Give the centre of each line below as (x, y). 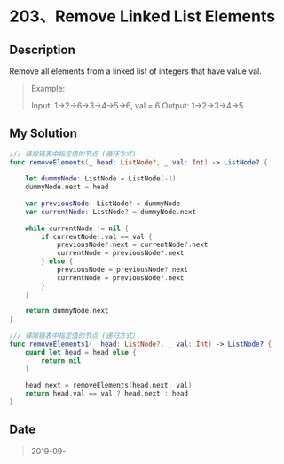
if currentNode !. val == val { (97, 236)
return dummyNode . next (67, 311)
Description (42, 49)
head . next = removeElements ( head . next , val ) (109, 386)
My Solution (43, 134)
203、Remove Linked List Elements (142, 16)
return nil (61, 360)
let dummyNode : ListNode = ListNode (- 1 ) (101, 179)
